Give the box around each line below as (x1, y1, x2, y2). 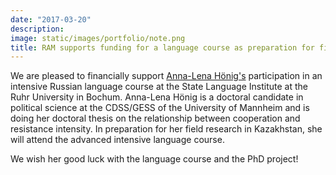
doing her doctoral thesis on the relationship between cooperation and (10, 112, 301, 125)
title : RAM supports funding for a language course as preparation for (10, 42, 315, 53)
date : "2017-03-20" (10, 14, 92, 25)
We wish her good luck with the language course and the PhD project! (10, 153, 299, 165)
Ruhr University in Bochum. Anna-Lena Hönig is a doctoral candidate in (10, 91, 304, 103)
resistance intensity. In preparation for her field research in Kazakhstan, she (10, 123, 323, 135)
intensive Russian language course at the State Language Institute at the (10, 81, 308, 93)
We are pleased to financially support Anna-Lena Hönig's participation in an (10, 70, 323, 82)
